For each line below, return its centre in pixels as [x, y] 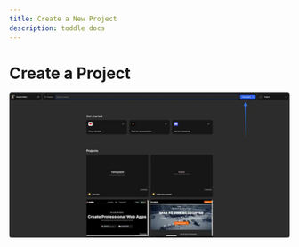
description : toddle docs [57, 28]
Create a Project [70, 73]
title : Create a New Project [63, 19]
